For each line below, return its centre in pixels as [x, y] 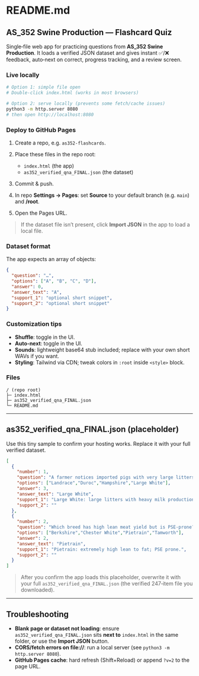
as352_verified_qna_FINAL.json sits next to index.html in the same [97, 634]
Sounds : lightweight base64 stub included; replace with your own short [102, 350]
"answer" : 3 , [33, 489]
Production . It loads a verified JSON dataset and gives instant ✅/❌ [88, 53]
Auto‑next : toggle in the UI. [49, 343]
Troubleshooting [38, 614]
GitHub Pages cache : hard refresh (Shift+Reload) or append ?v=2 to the [102, 660]
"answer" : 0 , [28, 287]
